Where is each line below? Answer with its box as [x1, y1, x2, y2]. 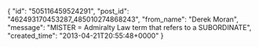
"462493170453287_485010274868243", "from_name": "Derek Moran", [7, 15, 239, 24]
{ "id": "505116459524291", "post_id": [7, 7, 129, 15]
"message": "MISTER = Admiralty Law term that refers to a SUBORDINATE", [7, 23, 252, 32]
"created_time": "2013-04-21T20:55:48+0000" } [7, 31, 164, 40]
